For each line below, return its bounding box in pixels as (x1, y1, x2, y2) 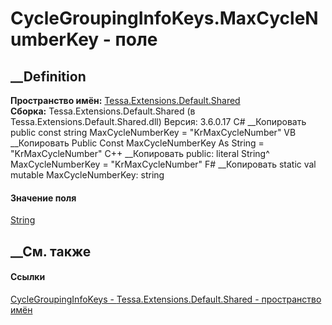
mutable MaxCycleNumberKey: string (10, 169, 165, 181)
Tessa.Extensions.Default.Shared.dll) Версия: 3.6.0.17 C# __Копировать (10, 116, 307, 127)
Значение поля (10, 192, 77, 204)
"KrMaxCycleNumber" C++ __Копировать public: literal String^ (10, 148, 270, 159)
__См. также (10, 243, 92, 260)
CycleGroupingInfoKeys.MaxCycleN (10, 7, 319, 30)
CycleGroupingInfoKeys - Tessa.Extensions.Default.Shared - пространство (10, 293, 322, 305)
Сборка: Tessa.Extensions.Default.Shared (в (10, 105, 196, 117)
